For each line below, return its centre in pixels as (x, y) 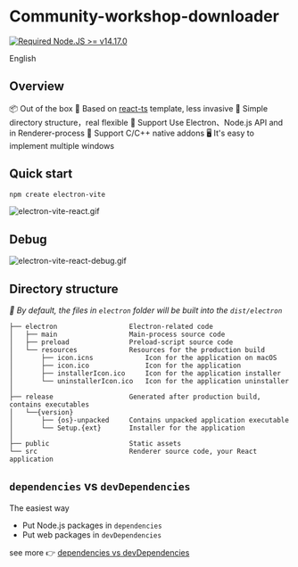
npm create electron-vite (57, 194)
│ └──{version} (41, 413)
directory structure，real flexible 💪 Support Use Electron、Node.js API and (146, 122)
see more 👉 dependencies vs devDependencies (99, 552)
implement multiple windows (62, 145)
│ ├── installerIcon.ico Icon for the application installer (145, 374)
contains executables (50, 405)
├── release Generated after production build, (135, 397)
